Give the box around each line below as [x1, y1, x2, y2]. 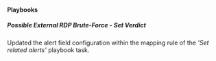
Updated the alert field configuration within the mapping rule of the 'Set [7, 38, 209, 47]
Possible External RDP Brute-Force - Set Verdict [7, 21, 146, 29]
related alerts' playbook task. [7, 45, 90, 54]
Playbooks [7, 5, 38, 14]
